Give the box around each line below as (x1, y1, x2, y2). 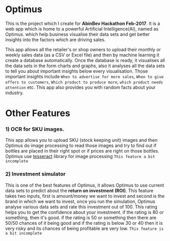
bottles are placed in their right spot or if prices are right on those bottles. (5, 148, 159, 154)
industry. (5, 89, 24, 96)
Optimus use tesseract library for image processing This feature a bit (5, 154, 155, 160)
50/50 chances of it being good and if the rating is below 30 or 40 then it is (5, 220, 163, 226)
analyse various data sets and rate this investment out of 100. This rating (5, 203, 158, 209)
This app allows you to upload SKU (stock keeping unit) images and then (5, 137, 158, 143)
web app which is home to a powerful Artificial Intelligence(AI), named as (5, 25, 159, 32)
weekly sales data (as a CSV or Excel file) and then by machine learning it (5, 52, 159, 58)
